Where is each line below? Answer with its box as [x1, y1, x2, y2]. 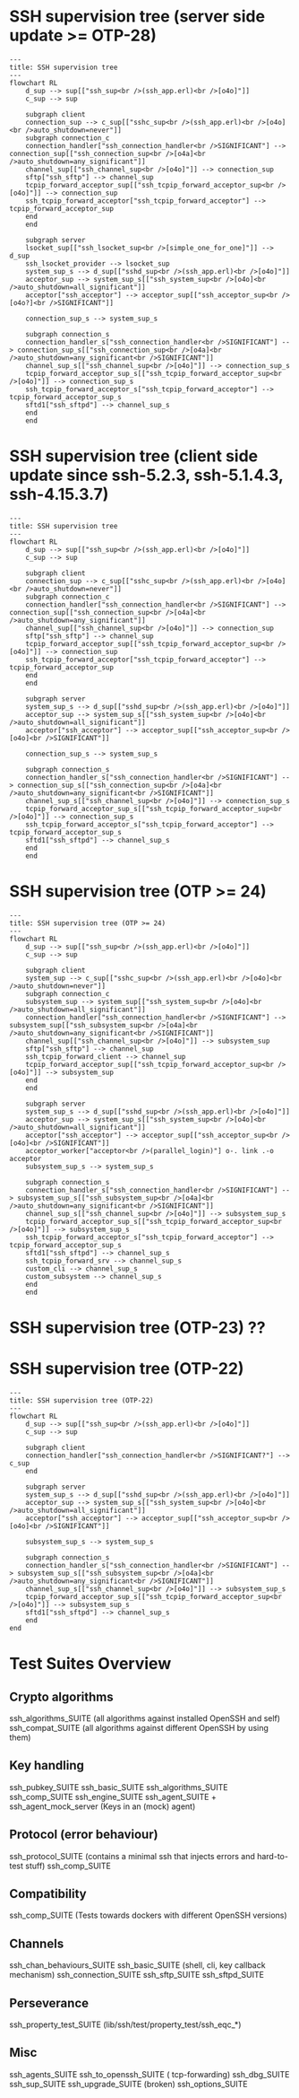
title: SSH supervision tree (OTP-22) [9, 1395, 154, 1405]
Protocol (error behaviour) [9, 1827, 158, 1842]
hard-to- [256, 1850, 289, 1861]
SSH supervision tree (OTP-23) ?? [9, 1317, 266, 1338]
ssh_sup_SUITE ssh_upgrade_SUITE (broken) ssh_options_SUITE [9, 2078, 248, 2089]
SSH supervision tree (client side [9, 446, 258, 467]
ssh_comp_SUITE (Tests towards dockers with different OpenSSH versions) [9, 1910, 288, 1921]
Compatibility [9, 1886, 87, 1901]
